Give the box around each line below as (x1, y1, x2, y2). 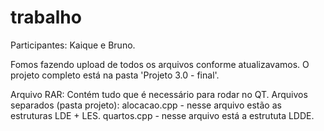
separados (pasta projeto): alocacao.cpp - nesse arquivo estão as (10, 99, 282, 111)
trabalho (10, 6, 82, 29)
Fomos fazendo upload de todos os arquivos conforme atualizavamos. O (10, 58, 310, 70)
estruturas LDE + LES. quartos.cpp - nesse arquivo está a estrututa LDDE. (10, 109, 315, 121)
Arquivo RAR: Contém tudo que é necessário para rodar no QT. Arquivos (10, 88, 308, 100)
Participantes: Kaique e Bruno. (10, 39, 136, 51)
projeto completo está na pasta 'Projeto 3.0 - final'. (10, 69, 220, 81)
